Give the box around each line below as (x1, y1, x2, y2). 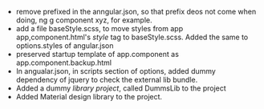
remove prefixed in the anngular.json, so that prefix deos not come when (15, 7, 257, 16)
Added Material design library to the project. (15, 92, 163, 101)
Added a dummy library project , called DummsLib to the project (15, 83, 226, 93)
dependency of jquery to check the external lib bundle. (15, 75, 198, 84)
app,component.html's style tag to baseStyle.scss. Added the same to (15, 32, 249, 42)
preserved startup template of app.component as (15, 50, 179, 59)
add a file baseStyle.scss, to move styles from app (15, 24, 183, 33)
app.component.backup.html (15, 58, 112, 67)
